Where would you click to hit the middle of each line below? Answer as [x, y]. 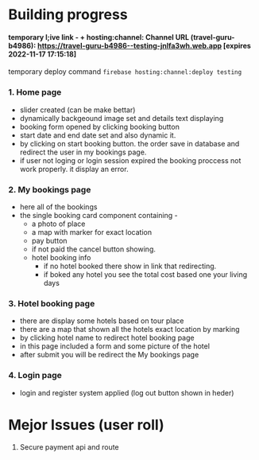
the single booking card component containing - [99, 215]
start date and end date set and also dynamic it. [98, 135]
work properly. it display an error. [74, 169]
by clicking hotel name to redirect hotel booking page [107, 338]
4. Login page [35, 376]
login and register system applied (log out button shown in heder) [127, 392]
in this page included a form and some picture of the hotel [115, 346]
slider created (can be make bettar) [77, 110]
